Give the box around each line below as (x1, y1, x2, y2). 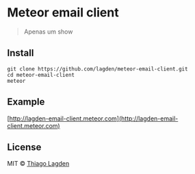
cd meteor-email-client (7, 71, 75, 78)
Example (7, 96, 45, 108)
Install (7, 47, 34, 59)
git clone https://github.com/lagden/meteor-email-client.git (7, 65, 188, 73)
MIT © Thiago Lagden (7, 160, 70, 168)
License (7, 141, 42, 153)
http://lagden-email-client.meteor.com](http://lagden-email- (9, 114, 179, 123)
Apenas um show (23, 27, 73, 36)
